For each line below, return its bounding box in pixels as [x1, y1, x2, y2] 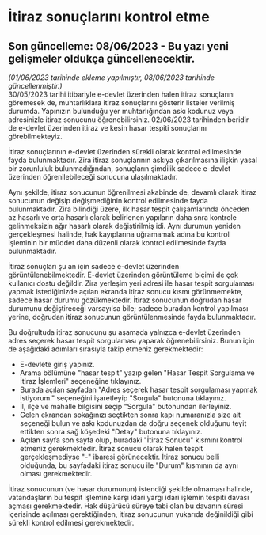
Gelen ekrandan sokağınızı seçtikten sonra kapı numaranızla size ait [19, 410, 241, 419]
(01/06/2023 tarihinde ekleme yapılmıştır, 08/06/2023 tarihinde [8, 73, 215, 82]
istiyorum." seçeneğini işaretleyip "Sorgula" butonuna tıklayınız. [19, 393, 227, 403]
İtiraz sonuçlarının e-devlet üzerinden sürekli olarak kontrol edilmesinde [8, 147, 241, 156]
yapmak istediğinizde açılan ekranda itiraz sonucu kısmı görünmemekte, [8, 287, 244, 296]
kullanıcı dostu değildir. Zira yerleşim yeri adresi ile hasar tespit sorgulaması [8, 279, 255, 288]
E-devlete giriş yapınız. [19, 360, 95, 369]
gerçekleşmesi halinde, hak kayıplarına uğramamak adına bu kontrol [8, 230, 230, 239]
